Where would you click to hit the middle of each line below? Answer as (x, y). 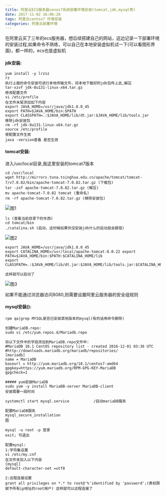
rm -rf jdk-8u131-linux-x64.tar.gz (42, 125)
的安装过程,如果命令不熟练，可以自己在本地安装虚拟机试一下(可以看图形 (78, 45)
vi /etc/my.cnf (21, 454)
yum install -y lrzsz (27, 74)
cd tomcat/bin (20, 223)
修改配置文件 (16, 93)
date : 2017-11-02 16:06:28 (33, 14)
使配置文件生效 (18, 135)
